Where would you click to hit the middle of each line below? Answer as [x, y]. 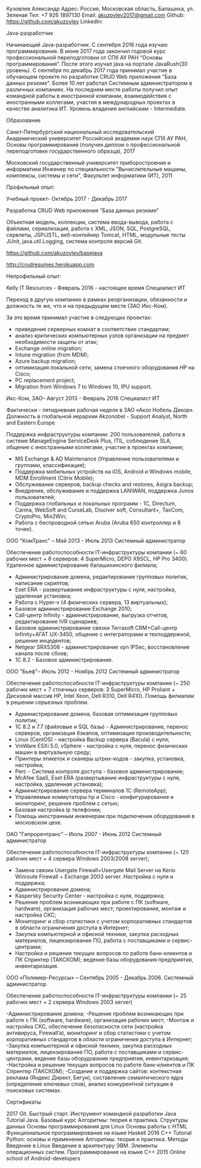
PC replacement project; [45, 380]
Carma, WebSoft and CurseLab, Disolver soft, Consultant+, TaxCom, [99, 510]
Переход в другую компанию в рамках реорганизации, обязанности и [97, 299]
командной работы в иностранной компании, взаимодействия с [89, 96]
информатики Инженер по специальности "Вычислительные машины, [97, 169]
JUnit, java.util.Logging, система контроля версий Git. [74, 241]
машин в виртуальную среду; [53, 752]
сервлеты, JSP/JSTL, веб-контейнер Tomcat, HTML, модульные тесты [96, 235]
